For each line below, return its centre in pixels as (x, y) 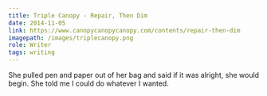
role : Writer (30, 45)
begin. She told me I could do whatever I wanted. (88, 83)
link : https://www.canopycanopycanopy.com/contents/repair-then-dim (124, 30)
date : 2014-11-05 (37, 23)
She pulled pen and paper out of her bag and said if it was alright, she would (134, 75)
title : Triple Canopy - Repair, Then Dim (78, 15)
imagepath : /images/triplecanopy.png (71, 38)
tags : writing (32, 52)
